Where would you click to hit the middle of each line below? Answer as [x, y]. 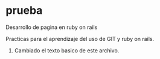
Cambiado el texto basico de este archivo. [67, 50]
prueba [24, 11]
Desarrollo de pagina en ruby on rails [52, 27]
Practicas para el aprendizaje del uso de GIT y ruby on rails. [80, 39]
